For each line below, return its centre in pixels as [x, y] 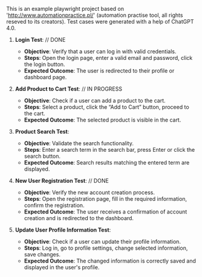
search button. [42, 156]
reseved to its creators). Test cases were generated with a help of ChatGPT [100, 21]
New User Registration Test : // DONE [62, 181]
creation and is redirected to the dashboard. [79, 218]
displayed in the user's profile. [62, 267]
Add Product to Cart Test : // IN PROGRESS [69, 89]
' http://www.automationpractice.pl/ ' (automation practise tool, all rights [95, 15]
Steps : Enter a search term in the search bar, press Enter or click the [109, 150]
